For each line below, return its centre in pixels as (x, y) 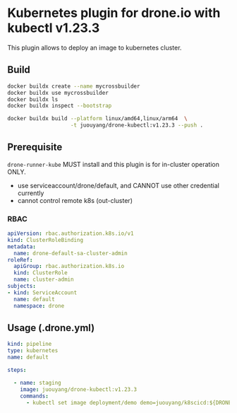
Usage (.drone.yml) (51, 328)
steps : (17, 370)
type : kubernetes (33, 351)
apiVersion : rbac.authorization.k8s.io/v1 (71, 234)
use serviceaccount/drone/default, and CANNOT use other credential (119, 185)
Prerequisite (35, 147)
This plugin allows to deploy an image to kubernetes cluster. (95, 47)
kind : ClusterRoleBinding (45, 240)
